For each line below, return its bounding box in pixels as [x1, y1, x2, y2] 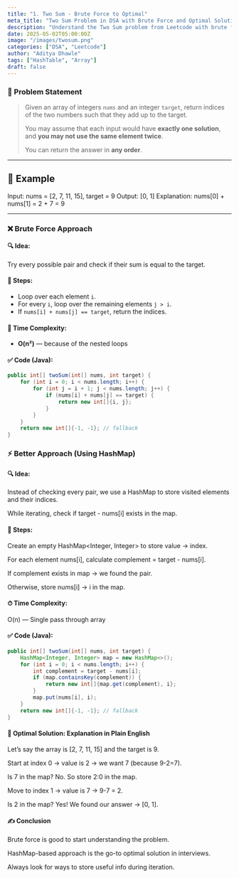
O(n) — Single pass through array [7, 615, 106, 623]
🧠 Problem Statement [7, 87, 83, 97]
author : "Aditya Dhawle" [7, 50, 81, 58]
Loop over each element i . [17, 292, 96, 301]
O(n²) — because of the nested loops [17, 339, 128, 348]
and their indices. [7, 496, 58, 504]
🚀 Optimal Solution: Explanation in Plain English [7, 729, 151, 738]
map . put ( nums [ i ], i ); [33, 694, 97, 701]
